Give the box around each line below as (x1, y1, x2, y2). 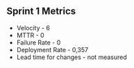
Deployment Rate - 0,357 (16, 45, 88, 54)
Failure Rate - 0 (16, 38, 61, 47)
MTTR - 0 (16, 31, 44, 39)
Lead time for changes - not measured (16, 53, 127, 61)
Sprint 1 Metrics (6, 5, 76, 17)
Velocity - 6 (16, 23, 50, 32)
